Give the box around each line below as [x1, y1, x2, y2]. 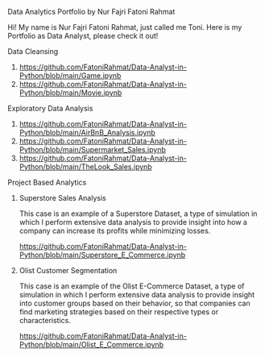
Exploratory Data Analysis [7, 104, 93, 113]
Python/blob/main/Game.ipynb [19, 71, 122, 80]
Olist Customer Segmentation [19, 266, 118, 275]
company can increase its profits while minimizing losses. [19, 226, 211, 235]
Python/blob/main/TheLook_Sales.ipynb [19, 162, 152, 172]
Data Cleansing [7, 47, 59, 56]
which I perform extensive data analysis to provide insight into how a [19, 218, 247, 226]
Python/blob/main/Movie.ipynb [19, 88, 122, 98]
